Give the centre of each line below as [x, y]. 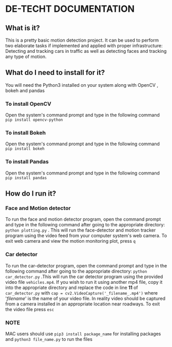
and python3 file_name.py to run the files [49, 339]
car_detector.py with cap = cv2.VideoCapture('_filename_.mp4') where [82, 293]
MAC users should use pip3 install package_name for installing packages [83, 334]
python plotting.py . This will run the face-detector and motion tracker [81, 230]
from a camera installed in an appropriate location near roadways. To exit [83, 304]
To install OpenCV [28, 104]
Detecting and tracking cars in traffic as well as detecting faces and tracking [86, 51]
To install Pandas [27, 162]
